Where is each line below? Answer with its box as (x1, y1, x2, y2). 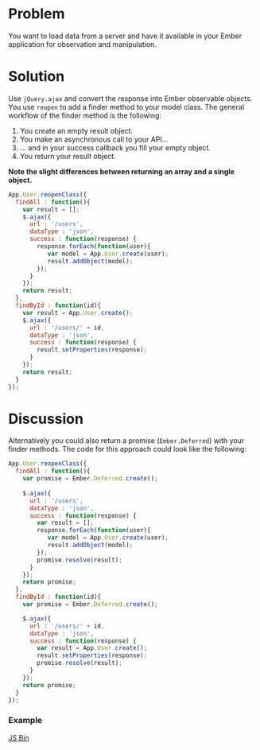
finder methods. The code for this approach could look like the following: (8, 445, 246, 454)
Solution (8, 68, 65, 86)
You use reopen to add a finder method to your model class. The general (8, 102, 245, 111)
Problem (8, 5, 65, 23)
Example (8, 715, 43, 726)
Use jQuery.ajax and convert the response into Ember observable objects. (8, 93, 253, 103)
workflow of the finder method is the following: (8, 111, 161, 120)
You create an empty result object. (19, 126, 134, 135)
